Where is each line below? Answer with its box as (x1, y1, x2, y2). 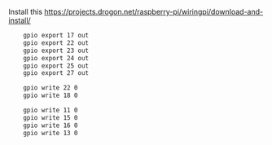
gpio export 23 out (23, 46, 90, 55)
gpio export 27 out (23, 69, 90, 77)
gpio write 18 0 (23, 91, 79, 100)
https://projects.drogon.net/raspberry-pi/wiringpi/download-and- (44, 7, 263, 16)
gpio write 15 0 (23, 113, 79, 121)
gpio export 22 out (23, 38, 90, 47)
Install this (8, 7, 43, 16)
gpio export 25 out (23, 61, 90, 70)
